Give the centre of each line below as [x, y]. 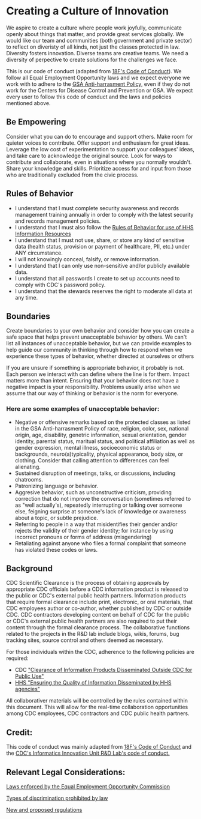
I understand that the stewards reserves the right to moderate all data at [103, 291]
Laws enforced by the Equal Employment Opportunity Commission [88, 787]
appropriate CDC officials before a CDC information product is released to [97, 589]
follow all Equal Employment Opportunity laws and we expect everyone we [98, 77]
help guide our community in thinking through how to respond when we [94, 350]
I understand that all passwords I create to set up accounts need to [98, 278]
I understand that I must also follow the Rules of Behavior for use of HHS [104, 227]
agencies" [28, 689]
